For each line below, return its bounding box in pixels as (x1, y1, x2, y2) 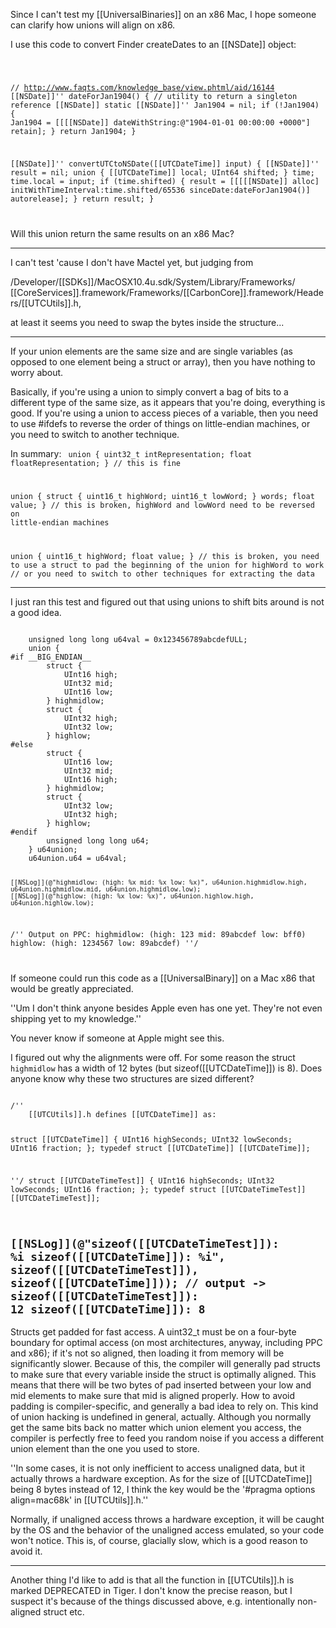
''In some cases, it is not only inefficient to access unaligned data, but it (10, 1462, 306, 1474)
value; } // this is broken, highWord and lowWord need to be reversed (10, 500, 315, 511)
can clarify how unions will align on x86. (10, 19, 176, 31)
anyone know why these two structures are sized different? (10, 1072, 255, 1084)
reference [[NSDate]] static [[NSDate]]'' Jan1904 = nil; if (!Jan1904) (10, 100, 320, 110)
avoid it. (10, 1545, 43, 1558)
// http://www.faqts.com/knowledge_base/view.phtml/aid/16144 (10, 82, 275, 93)
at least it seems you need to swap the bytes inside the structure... (10, 316, 285, 328)
